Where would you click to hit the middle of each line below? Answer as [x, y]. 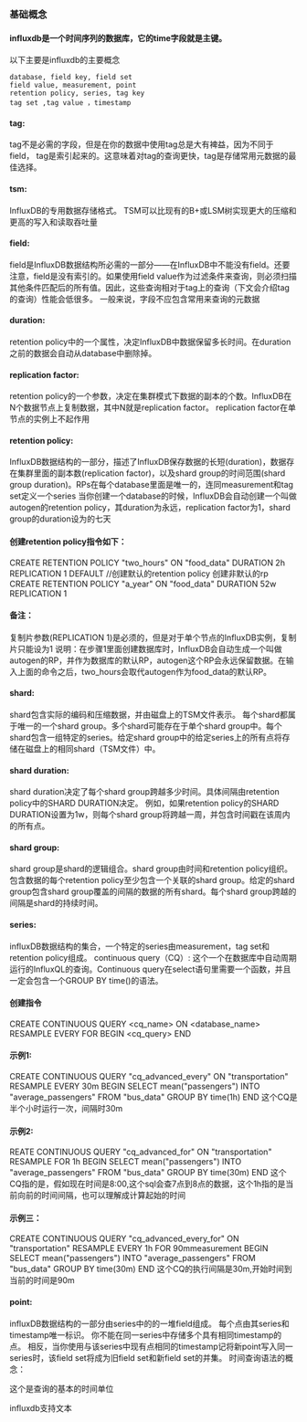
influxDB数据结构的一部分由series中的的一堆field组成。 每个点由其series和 [149, 1323]
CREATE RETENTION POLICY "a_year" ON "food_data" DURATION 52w [143, 584]
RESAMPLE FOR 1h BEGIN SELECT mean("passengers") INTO [126, 1162]
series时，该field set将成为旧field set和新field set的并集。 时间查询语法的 [148, 1357]
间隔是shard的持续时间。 [56, 903]
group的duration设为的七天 [60, 519]
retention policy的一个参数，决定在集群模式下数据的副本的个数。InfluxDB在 [151, 396]
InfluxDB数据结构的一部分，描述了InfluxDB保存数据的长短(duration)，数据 [148, 462]
